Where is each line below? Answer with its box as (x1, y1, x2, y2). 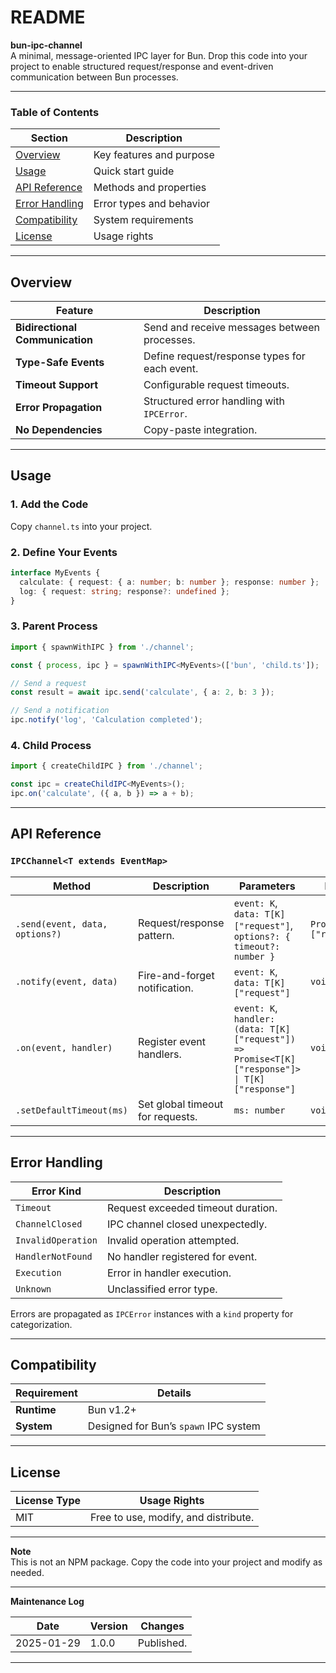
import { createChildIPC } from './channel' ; (10, 761, 203, 771)
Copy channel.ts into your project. (10, 520, 153, 532)
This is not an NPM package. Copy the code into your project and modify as (10, 1556, 323, 1568)
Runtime (15, 1403, 57, 1417)
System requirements (93, 213, 194, 227)
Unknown (15, 1283, 52, 1295)
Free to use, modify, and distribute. (90, 1511, 255, 1525)
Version (89, 1619, 128, 1633)
